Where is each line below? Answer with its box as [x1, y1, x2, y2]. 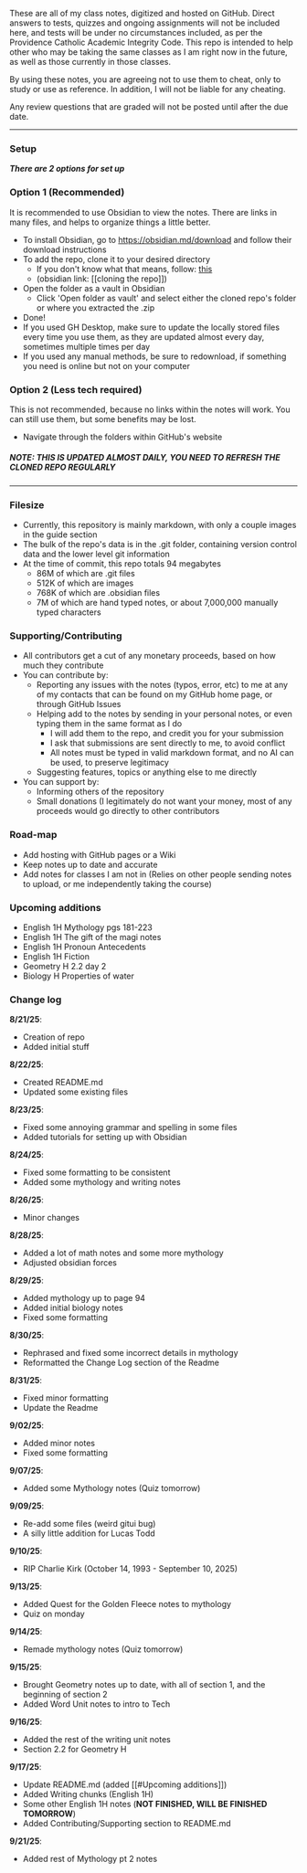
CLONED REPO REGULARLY [9, 461, 116, 473]
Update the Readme [22, 1402, 99, 1413]
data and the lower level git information [22, 548, 171, 560]
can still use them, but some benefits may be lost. [9, 413, 196, 424]
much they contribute [22, 660, 104, 671]
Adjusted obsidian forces [22, 1257, 117, 1268]
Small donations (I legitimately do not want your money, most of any [36, 796, 292, 807]
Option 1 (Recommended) [9, 186, 125, 199]
